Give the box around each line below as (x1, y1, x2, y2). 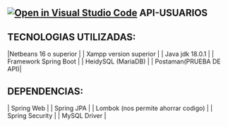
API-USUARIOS (139, 7, 208, 19)
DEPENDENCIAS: (7, 85, 83, 97)
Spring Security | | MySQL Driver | (7, 111, 107, 120)
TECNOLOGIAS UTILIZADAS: (7, 31, 136, 43)
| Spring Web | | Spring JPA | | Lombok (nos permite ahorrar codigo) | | (7, 104, 213, 113)
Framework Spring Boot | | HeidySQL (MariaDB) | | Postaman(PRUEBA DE (7, 57, 221, 66)
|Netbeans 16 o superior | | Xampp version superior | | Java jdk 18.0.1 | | (7, 50, 215, 59)
